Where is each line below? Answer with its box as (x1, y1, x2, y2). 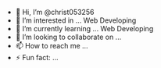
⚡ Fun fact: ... (15, 53, 59, 62)
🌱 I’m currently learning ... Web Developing (15, 24, 154, 33)
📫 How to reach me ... (15, 41, 88, 50)
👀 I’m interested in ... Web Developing (15, 16, 137, 25)
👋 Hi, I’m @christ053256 (15, 8, 95, 16)
